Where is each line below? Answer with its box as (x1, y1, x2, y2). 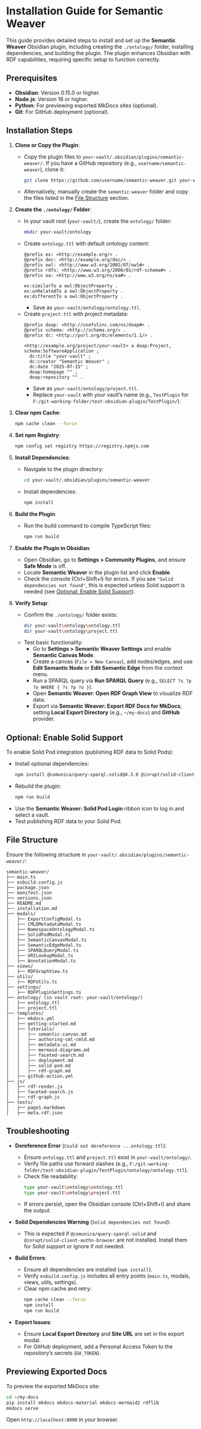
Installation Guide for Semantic (6, 4, 163, 18)
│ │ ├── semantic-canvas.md (6, 1031, 87, 1037)
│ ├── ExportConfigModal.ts (6, 916, 82, 922)
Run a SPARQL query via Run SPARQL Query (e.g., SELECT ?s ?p (32, 677, 191, 684)
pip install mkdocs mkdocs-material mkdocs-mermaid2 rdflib (6, 1400, 160, 1406)
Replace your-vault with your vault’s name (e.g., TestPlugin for (32, 391, 189, 399)
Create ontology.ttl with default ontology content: (23, 240, 150, 247)
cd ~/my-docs (6, 1394, 39, 1400)
